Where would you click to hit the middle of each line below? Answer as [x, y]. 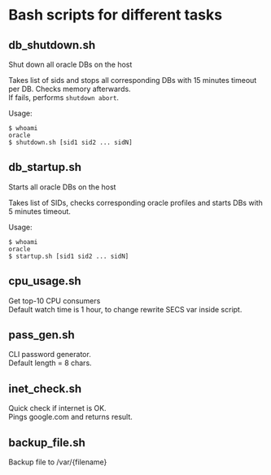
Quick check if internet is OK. [58, 408]
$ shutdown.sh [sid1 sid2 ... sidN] [70, 142]
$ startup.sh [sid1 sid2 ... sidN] [69, 256]
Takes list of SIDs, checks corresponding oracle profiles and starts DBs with [135, 203]
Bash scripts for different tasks [115, 15]
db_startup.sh [45, 167]
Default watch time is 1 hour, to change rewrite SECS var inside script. [125, 309]
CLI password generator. [50, 355]
